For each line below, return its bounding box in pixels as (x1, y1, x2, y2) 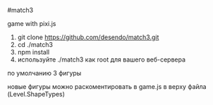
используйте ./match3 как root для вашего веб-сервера (17, 55, 185, 64)
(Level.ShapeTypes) (7, 90, 66, 98)
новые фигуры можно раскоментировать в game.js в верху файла (7, 83, 207, 90)
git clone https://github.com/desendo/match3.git (17, 33, 159, 41)
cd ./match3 (17, 41, 53, 48)
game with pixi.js (7, 20, 56, 27)
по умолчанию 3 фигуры (7, 69, 82, 77)
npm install (17, 48, 50, 56)
